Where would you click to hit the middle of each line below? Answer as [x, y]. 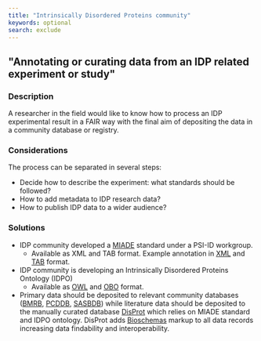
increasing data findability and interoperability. [94, 328]
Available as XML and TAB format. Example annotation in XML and [138, 253]
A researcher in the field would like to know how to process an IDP [115, 114]
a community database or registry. [63, 130]
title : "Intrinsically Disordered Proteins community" [100, 15]
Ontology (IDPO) [46, 278]
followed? [35, 191]
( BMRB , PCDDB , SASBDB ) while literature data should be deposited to [132, 303]
